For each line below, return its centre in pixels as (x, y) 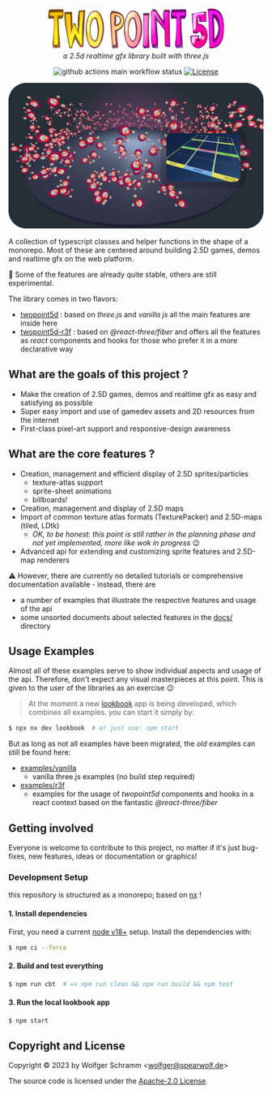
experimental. (31, 282)
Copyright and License (67, 1046)
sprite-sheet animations (72, 491)
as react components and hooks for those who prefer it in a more (129, 340)
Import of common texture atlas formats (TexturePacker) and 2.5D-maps (141, 517)
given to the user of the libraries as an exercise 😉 (91, 688)
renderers (53, 560)
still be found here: (40, 752)
